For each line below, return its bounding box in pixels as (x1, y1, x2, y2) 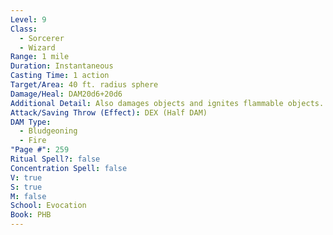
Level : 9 (10, 14, 47, 25)
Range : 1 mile (10, 52, 70, 62)
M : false (10, 191, 47, 201)
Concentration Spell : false (10, 163, 128, 173)
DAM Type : (10, 117, 52, 127)
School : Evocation (10, 201, 87, 211)
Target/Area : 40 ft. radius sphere (10, 80, 159, 90)
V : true (10, 172, 43, 183)
